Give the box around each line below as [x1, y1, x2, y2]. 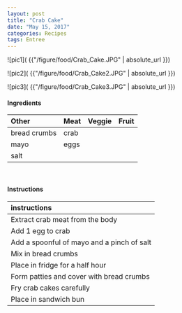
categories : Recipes [7, 29, 68, 37]
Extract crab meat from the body [10, 214, 117, 224]
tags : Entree [7, 36, 45, 43]
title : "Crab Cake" [7, 17, 64, 24]
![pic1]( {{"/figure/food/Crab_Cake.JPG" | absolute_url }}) [7, 55, 171, 64]
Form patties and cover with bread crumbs [10, 271, 150, 281]
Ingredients [7, 99, 42, 107]
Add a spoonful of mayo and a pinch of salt [10, 237, 152, 247]
